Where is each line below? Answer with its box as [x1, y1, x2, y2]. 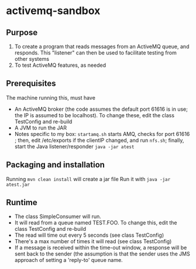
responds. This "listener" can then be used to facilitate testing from [14, 49, 177, 56]
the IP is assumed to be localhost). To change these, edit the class [14, 111, 174, 118]
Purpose [6, 28, 38, 38]
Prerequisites [6, 79, 56, 88]
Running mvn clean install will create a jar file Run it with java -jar [6, 175, 171, 182]
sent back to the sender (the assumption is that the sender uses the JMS [14, 250, 190, 257]
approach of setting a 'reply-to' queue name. [14, 257, 123, 264]
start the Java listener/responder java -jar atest [14, 142, 135, 150]
